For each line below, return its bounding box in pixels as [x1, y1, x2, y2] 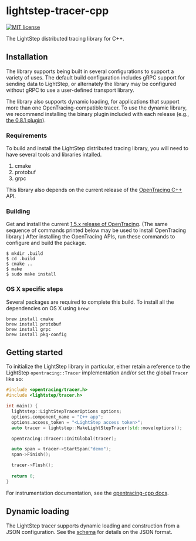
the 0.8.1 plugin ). [6, 117, 46, 124]
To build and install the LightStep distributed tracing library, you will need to [6, 145, 189, 152]
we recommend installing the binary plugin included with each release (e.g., [6, 110, 190, 117]
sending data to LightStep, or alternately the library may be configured [6, 80, 177, 87]
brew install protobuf [6, 321, 62, 327]
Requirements [6, 131, 48, 140]
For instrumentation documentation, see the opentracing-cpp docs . [6, 489, 169, 496]
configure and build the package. [6, 240, 86, 247]
